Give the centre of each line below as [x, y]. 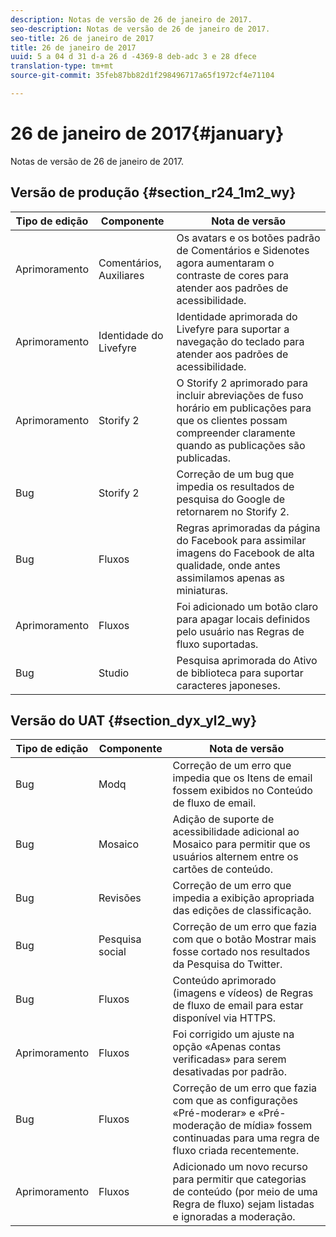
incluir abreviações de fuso [240, 395]
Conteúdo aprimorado [224, 981]
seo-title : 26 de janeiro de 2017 [82, 38]
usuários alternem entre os [235, 857]
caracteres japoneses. [228, 685]
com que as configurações [235, 1101]
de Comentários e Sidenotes [243, 250]
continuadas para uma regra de [246, 1138]
